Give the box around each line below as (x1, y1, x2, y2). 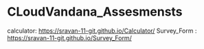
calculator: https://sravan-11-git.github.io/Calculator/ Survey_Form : (7, 27, 197, 35)
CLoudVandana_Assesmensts (7, 4, 183, 20)
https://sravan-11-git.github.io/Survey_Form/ (7, 33, 132, 42)
